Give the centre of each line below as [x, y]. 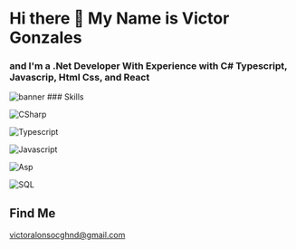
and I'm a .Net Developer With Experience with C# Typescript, [148, 66]
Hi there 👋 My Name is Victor [119, 19]
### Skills [65, 97]
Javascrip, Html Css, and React [80, 78]
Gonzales [46, 38]
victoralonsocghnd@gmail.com [67, 235]
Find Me [33, 213]
